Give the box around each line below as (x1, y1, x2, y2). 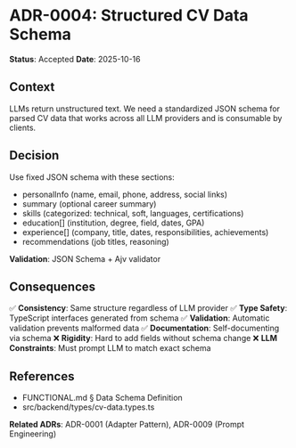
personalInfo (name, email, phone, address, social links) (21, 189, 228, 200)
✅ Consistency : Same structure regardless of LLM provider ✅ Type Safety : (9, 303, 288, 314)
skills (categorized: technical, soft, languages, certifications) (21, 208, 244, 218)
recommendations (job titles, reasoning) (21, 236, 169, 247)
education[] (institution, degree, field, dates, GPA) (21, 217, 205, 228)
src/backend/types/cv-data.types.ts (21, 402, 155, 412)
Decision (9, 148, 60, 163)
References (9, 369, 75, 384)
